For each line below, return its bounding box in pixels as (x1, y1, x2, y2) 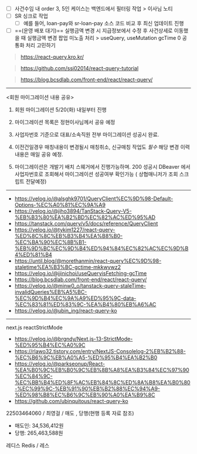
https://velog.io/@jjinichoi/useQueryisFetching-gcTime (14, 270, 147, 277)
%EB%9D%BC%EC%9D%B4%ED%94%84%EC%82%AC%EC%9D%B (14, 245, 189, 252)
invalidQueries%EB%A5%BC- (14, 289, 87, 296)
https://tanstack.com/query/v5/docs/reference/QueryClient (14, 220, 158, 227)
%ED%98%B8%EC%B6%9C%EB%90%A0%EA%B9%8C (14, 391, 155, 398)
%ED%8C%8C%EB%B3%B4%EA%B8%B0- (14, 233, 123, 240)
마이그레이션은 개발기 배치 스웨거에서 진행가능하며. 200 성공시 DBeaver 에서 (14, 163, 191, 170)
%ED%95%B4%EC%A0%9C (14, 342, 86, 349)
